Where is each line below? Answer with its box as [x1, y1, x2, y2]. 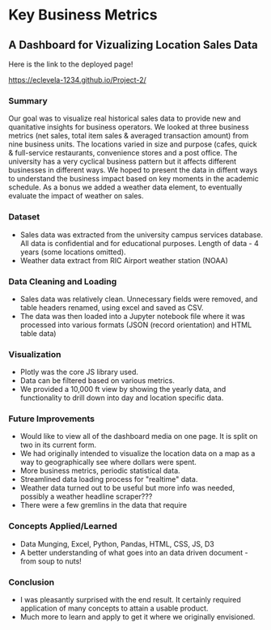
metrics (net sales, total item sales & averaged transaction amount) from [8, 131, 249, 141]
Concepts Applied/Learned [8, 521, 117, 532]
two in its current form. [19, 440, 97, 450]
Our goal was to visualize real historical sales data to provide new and [8, 113, 241, 123]
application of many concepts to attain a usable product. [19, 603, 209, 613]
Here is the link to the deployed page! [8, 59, 133, 69]
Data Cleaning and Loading [8, 275, 117, 287]
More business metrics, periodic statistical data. [19, 466, 180, 475]
